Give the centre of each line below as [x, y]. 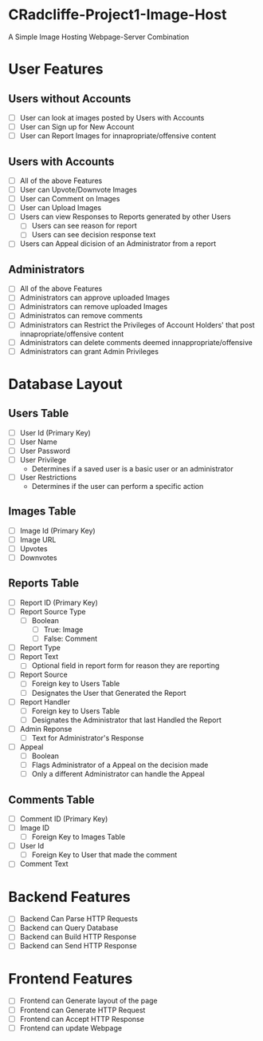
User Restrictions [48, 477]
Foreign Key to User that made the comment [104, 855]
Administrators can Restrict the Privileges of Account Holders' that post [137, 324]
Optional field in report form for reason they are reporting [126, 666]
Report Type [40, 648]
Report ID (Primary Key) [59, 602]
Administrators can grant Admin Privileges [89, 351]
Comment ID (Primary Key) [64, 818]
